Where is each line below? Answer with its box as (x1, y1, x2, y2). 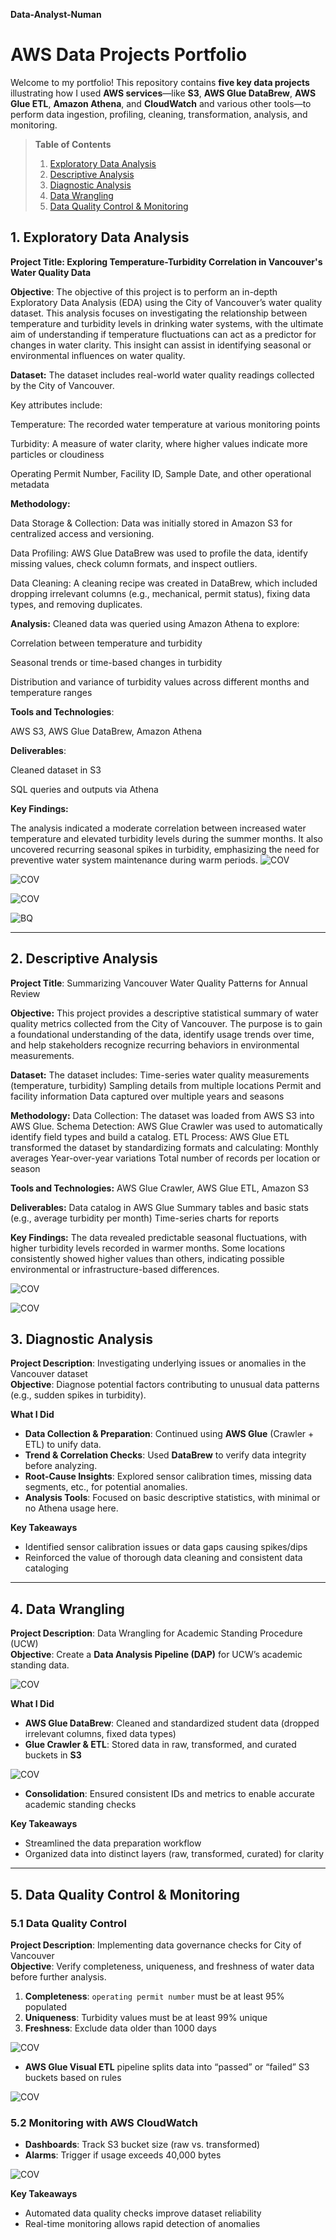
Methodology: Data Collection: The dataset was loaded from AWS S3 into (10, 1109, 315, 1121)
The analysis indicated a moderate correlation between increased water (10, 822, 307, 834)
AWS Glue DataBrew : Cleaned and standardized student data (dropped (24, 1717, 320, 1729)
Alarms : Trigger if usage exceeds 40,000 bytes (24, 2149, 222, 2161)
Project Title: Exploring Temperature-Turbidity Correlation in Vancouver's (10, 255, 323, 268)
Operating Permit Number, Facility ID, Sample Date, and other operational (10, 467, 312, 479)
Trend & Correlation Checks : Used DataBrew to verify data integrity (24, 1449, 307, 1461)
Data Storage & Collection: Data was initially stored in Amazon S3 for (10, 517, 293, 529)
